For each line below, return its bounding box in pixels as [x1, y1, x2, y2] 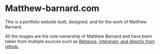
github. [5, 43, 19, 49]
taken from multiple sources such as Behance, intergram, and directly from [5, 38, 155, 44]
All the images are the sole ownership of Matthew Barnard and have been [5, 33, 152, 39]
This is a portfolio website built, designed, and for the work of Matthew [5, 19, 147, 25]
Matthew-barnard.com [5, 3, 100, 14]
